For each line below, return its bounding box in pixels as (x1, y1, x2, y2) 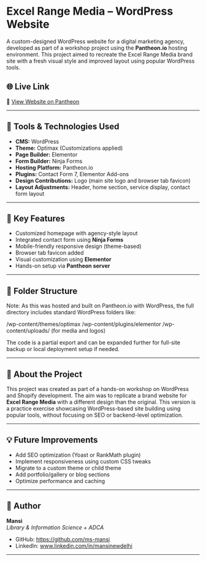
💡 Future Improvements (6, 435, 98, 446)
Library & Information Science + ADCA (6, 524, 104, 531)
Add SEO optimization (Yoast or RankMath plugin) (15, 451, 141, 458)
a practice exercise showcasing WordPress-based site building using (6, 405, 181, 412)
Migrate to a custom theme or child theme (15, 464, 121, 471)
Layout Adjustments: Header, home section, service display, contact (15, 183, 190, 191)
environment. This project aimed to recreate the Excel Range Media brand (6, 50, 193, 58)
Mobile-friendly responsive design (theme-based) (15, 242, 142, 250)
